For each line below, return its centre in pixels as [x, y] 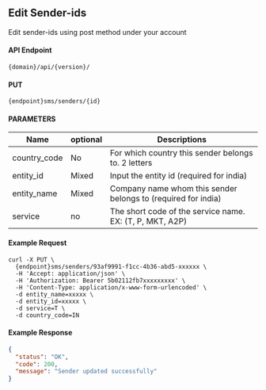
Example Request [38, 243]
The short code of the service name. [177, 212]
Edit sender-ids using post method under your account [98, 32]
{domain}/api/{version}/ [49, 67]
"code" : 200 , [37, 364]
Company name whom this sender [173, 189]
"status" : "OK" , [42, 357]
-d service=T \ [40, 308]
